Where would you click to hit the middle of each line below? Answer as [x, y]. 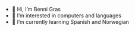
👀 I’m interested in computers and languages [67, 15]
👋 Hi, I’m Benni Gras [36, 9]
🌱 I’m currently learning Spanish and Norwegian [70, 22]
